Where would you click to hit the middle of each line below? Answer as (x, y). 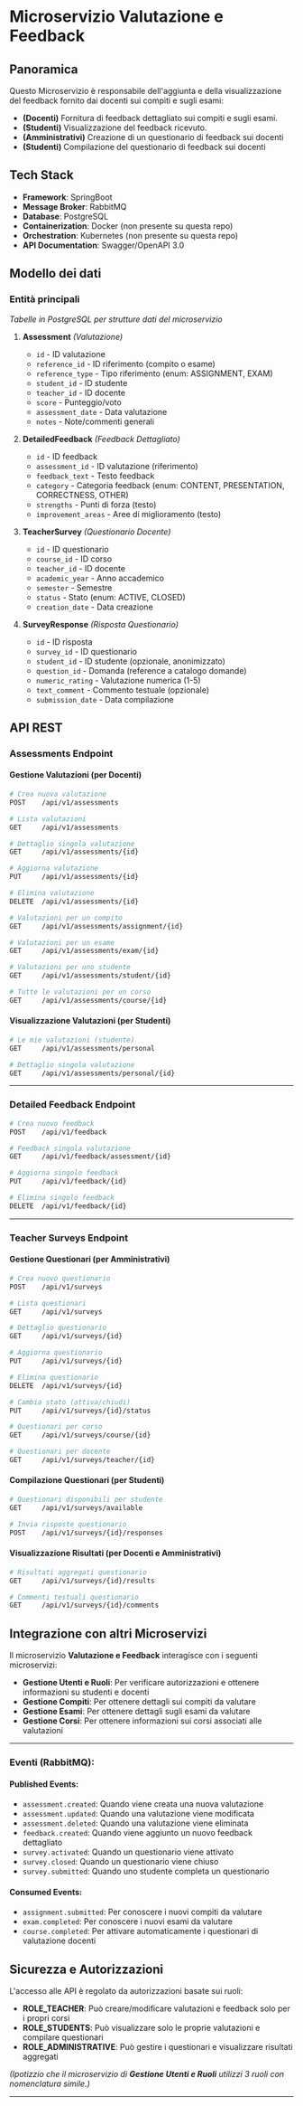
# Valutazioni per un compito (66, 918)
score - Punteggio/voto (78, 402)
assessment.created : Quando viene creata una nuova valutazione (143, 1804)
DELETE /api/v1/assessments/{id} (74, 902)
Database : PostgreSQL (65, 216)
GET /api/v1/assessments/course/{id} (88, 1000)
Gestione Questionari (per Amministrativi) (90, 1260)
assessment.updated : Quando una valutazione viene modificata (138, 1814)
